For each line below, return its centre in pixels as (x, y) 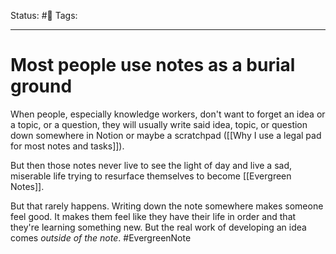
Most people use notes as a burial (153, 65)
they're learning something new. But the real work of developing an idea (158, 227)
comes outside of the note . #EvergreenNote (101, 237)
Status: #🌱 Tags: (44, 15)
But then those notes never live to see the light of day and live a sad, (151, 165)
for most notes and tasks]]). (67, 146)
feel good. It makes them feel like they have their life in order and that (153, 216)
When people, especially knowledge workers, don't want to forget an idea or (168, 114)
